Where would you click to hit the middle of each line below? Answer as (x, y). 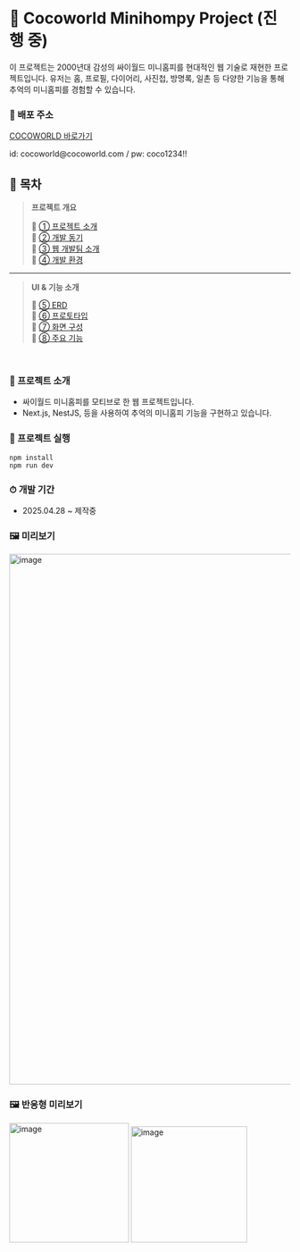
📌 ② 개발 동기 (57, 238)
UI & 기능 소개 (55, 288)
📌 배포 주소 (31, 114)
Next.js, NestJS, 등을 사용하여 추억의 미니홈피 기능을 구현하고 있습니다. (147, 413)
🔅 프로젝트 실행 (40, 439)
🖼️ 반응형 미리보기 (46, 1105)
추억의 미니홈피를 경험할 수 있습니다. (72, 89)
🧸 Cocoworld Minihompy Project (131, 18)
